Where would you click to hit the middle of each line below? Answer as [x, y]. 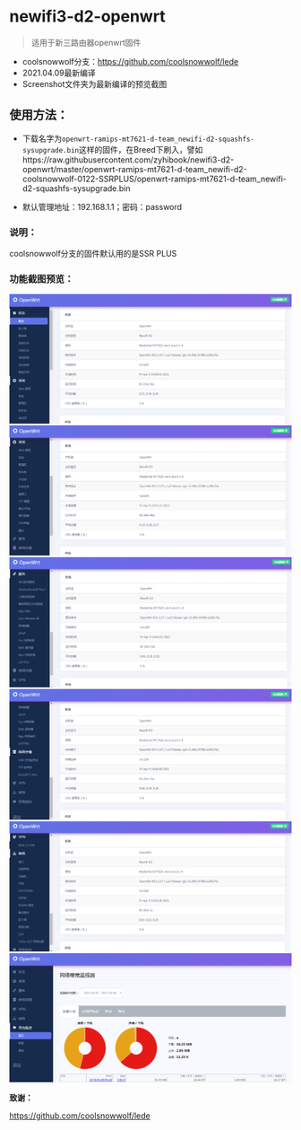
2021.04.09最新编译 [59, 73]
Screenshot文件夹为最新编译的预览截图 [95, 83]
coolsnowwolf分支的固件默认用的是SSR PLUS [93, 254]
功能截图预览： [42, 278]
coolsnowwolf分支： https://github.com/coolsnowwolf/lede [130, 61]
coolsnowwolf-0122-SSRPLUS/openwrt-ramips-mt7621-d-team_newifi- [154, 179]
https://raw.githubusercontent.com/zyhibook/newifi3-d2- [128, 160]
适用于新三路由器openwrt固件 [86, 42]
